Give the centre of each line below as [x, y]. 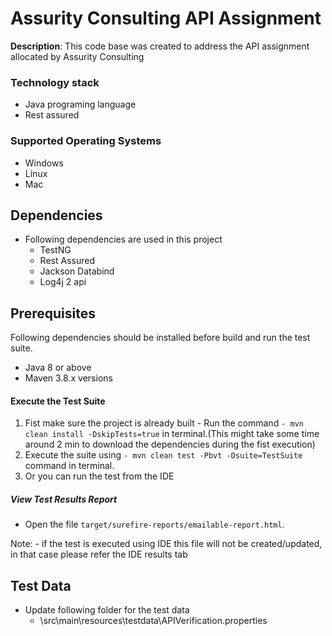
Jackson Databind [77, 271]
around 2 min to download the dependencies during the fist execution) [170, 444]
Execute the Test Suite [58, 401]
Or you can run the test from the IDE [99, 476]
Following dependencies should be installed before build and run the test [160, 338]
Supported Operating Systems [86, 141]
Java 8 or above [58, 368]
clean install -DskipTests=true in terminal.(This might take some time [172, 434]
